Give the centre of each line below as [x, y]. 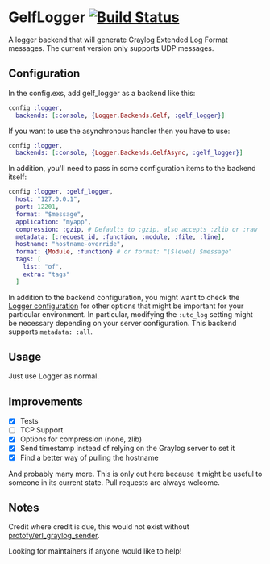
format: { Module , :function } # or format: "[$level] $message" [124, 252]
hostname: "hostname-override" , [70, 244]
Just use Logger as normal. [54, 376]
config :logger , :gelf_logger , [61, 192]
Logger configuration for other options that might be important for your [126, 306]
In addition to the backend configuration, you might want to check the [124, 297]
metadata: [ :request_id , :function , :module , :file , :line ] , [120, 237]
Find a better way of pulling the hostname [89, 457]
